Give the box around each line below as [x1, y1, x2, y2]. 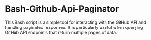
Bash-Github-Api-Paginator [5, 3, 119, 14]
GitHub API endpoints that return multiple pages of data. [5, 29, 117, 35]
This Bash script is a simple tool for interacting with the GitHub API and [5, 19, 146, 25]
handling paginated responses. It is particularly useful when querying [5, 24, 143, 30]
